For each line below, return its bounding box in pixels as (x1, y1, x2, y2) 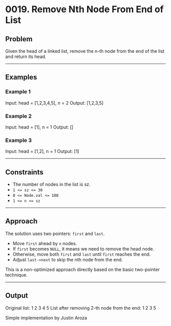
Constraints (5, 168, 44, 176)
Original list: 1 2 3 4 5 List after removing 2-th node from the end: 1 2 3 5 (5, 305, 156, 311)
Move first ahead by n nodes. (12, 240, 77, 246)
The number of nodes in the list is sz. (12, 182, 91, 188)
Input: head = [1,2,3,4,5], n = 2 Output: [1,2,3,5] (5, 100, 104, 106)
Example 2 (5, 112, 32, 120)
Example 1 (5, 88, 31, 95)
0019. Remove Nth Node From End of (5, 4, 164, 15)
